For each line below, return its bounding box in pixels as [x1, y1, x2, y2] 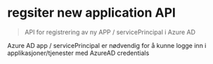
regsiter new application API [7, 5, 176, 21]
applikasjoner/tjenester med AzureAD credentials [7, 49, 150, 57]
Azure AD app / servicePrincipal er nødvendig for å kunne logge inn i [7, 41, 207, 49]
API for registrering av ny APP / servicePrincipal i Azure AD [24, 28, 195, 36]
